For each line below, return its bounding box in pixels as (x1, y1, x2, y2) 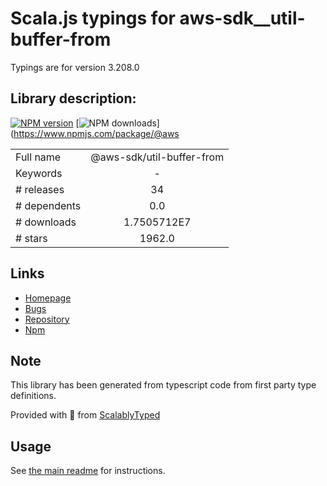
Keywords (15, 166, 63, 180)
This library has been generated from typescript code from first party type (10, 379, 317, 391)
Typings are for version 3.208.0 (10, 61, 140, 73)
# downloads (15, 215, 77, 229)
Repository (24, 313, 70, 325)
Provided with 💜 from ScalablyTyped (10, 409, 161, 421)
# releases (15, 182, 65, 196)
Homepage (24, 292, 72, 304)
